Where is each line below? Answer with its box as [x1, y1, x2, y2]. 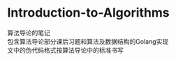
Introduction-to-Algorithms [7, 5, 170, 21]
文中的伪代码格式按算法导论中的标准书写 [7, 46, 124, 54]
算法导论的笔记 [7, 28, 50, 37]
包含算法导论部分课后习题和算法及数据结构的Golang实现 [7, 37, 169, 46]
